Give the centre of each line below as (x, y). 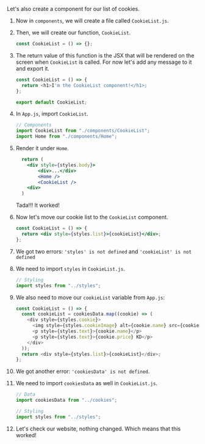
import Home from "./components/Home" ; (67, 137)
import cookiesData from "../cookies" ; (67, 401)
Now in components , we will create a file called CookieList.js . (92, 21)
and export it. (32, 68)
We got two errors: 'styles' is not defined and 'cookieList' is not (103, 251)
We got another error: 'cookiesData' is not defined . (83, 371)
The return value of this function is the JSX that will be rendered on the (105, 55)
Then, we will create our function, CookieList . (73, 32)
